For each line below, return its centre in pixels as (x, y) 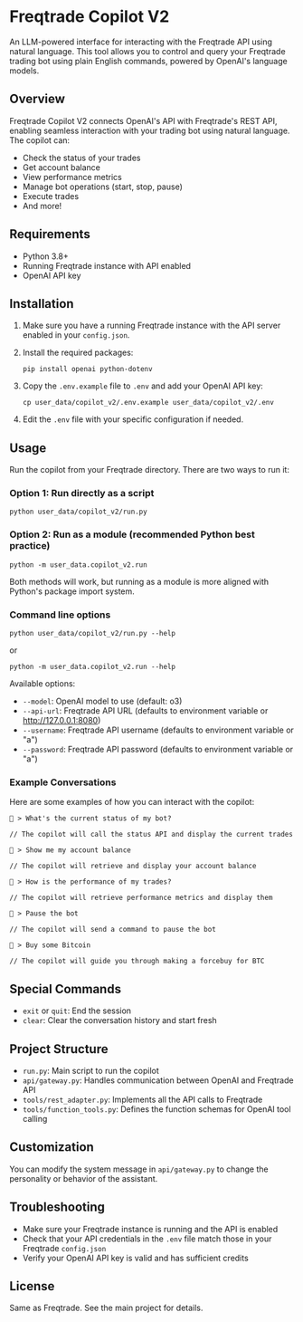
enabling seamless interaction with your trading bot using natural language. (150, 130)
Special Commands (66, 989)
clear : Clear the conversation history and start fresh (119, 1020)
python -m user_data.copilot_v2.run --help (93, 667)
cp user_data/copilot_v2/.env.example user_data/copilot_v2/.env (148, 403)
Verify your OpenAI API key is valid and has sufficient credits (135, 1258)
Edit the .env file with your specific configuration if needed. (133, 419)
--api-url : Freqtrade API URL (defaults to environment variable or (145, 711)
